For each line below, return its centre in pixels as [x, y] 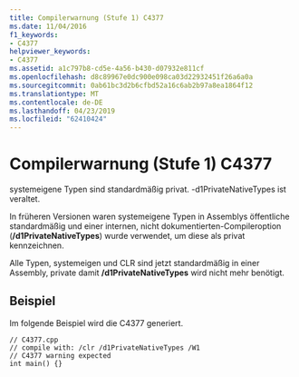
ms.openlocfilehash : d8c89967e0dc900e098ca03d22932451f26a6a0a [131, 77]
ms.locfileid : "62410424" [58, 119]
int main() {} [36, 363]
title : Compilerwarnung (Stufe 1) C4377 [87, 18]
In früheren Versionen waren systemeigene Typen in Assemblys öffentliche [149, 217]
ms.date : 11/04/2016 [48, 26]
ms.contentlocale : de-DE [56, 102]
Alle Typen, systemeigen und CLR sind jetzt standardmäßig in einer [135, 263]
